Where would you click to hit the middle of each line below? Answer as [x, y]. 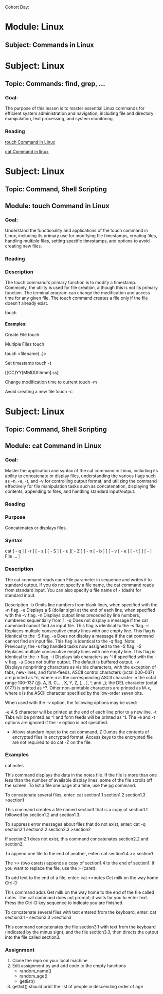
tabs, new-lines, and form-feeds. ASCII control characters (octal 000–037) [80, 672]
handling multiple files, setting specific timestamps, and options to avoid [77, 241]
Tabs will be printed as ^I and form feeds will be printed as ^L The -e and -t [80, 717]
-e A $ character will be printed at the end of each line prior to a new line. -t [81, 712]
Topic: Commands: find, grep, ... [55, 84]
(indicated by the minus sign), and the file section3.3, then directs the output [82, 932]
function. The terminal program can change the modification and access [78, 293]
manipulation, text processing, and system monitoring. [60, 119]
